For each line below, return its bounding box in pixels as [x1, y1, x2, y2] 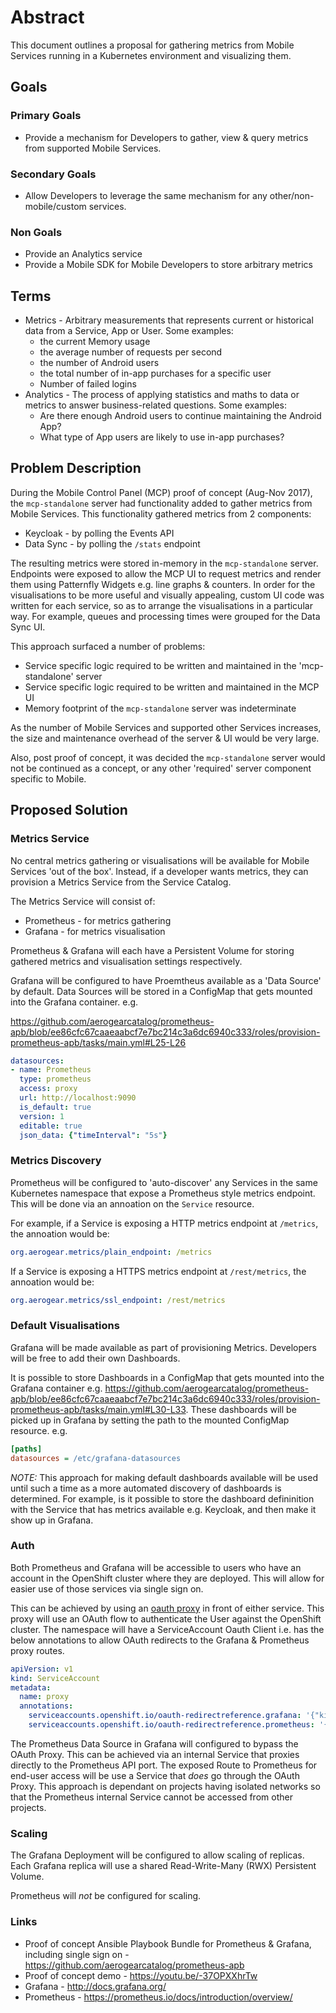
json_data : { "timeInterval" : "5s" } [19, 1130, 168, 1140]
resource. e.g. [10, 1424, 68, 1436]
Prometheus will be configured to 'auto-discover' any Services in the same [10, 1176, 318, 1188]
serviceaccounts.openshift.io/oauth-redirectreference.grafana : [28, 1711, 302, 1721]
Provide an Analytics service [24, 248, 143, 260]
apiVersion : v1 [10, 1664, 74, 1674]
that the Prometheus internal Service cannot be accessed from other [10, 1791, 293, 1803]
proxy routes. [10, 1644, 65, 1656]
